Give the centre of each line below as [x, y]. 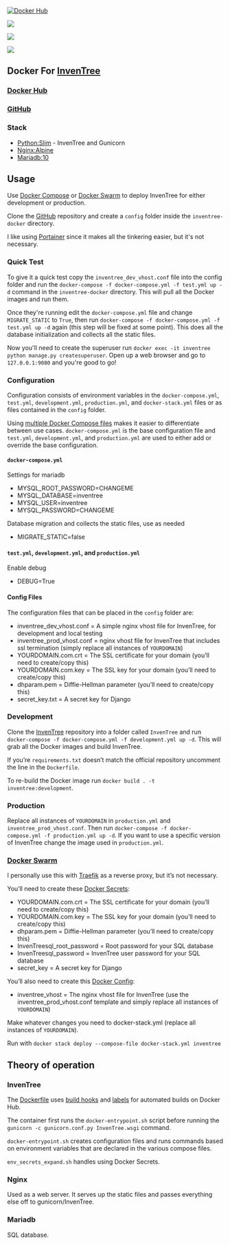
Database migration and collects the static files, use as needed [96, 524]
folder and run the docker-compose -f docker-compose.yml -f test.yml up [112, 284]
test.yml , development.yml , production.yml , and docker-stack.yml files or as [115, 402]
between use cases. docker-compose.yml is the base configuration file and [112, 430]
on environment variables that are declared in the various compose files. [110, 1149]
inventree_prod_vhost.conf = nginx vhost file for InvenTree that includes [118, 640]
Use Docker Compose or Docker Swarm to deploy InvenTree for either [106, 196]
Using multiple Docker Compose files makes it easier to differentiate [103, 423]
